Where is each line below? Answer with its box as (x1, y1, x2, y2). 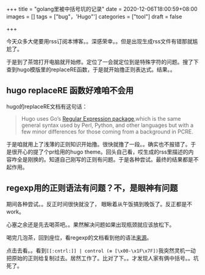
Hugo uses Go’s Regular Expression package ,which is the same (21, 115, 181, 122)
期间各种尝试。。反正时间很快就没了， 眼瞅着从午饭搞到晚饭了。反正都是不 (6, 200, 192, 207)
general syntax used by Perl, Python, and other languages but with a (21, 121, 194, 129)
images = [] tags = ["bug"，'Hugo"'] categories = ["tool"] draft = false (6, 13, 182, 20)
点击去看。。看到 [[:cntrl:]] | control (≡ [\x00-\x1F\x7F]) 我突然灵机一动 (6, 246, 196, 254)
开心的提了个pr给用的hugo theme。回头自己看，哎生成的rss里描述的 (16, 148, 189, 155)
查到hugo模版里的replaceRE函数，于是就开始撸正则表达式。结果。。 (6, 66, 176, 73)
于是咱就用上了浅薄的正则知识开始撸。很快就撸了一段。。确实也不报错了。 (6, 140, 191, 148)
